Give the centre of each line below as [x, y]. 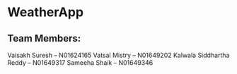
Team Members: [44, 38]
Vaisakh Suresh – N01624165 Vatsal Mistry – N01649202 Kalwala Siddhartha [118, 55]
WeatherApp [45, 12]
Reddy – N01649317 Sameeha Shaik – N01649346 [80, 63]
